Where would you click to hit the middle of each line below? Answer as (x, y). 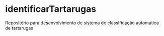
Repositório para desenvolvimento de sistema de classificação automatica (82, 23)
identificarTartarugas (51, 9)
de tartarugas (19, 28)
